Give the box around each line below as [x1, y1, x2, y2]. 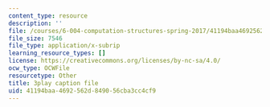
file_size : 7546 [8, 34, 63, 43]
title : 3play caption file [8, 79, 99, 87]
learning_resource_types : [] [8, 49, 106, 57]
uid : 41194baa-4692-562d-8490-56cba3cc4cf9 [8, 86, 157, 95]
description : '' [8, 19, 63, 27]
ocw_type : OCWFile [8, 64, 70, 72]
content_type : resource [8, 11, 88, 20]
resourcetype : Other [8, 72, 78, 80]
